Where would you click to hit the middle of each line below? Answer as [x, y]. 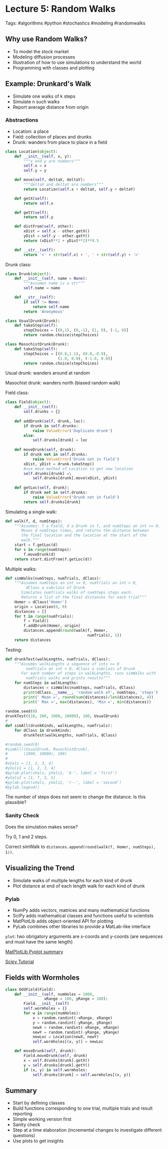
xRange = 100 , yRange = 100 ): [76, 999]
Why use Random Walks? [46, 39]
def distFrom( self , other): [44, 226]
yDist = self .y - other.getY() [57, 236]
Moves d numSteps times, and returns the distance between [85, 531]
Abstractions [22, 120]
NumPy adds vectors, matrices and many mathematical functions [81, 910]
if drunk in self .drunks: [51, 426]
